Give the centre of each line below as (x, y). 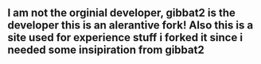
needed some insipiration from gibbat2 (106, 50)
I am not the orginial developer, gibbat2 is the (122, 13)
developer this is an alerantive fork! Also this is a (130, 26)
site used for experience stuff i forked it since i (125, 38)
